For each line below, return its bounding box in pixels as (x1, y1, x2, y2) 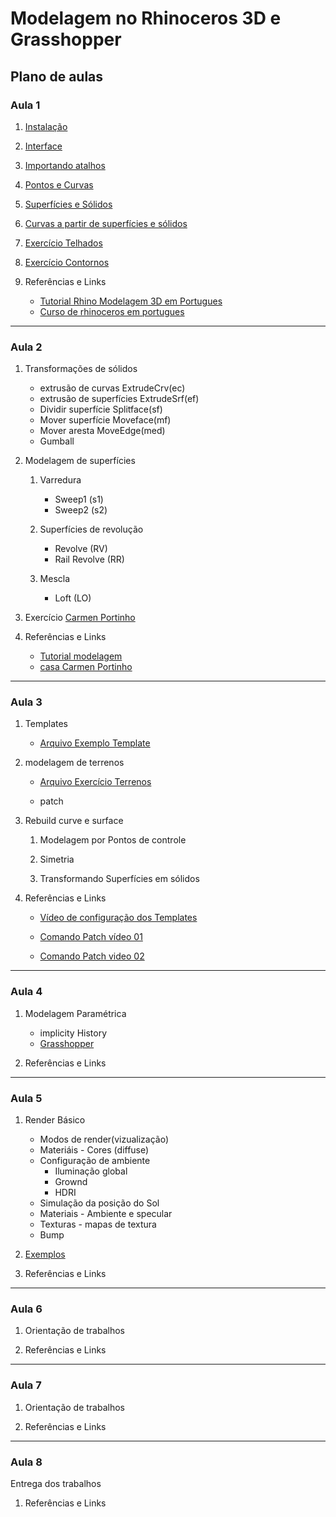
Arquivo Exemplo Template (39, 737, 151, 749)
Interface (24, 140, 63, 152)
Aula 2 (10, 340, 43, 354)
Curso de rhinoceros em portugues (39, 305, 185, 317)
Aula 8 (10, 1455, 43, 1469)
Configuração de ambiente (39, 1155, 151, 1167)
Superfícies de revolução (39, 523, 144, 536)
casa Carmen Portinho (39, 661, 133, 673)
